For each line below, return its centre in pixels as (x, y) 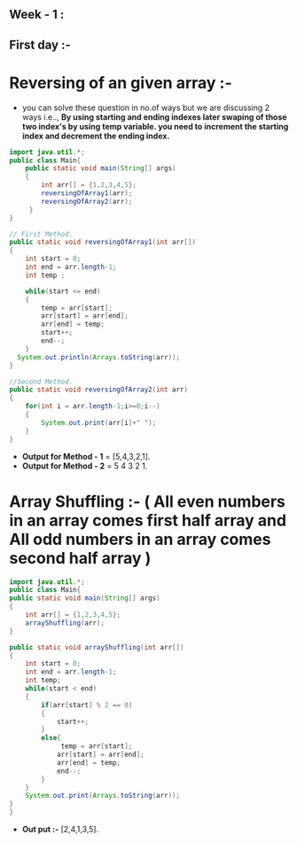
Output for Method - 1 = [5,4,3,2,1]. (86, 456)
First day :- (40, 45)
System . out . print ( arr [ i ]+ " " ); (99, 422)
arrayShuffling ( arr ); (65, 623)
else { (51, 738)
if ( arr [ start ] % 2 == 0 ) (87, 705)
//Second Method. (41, 382)
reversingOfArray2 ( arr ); (87, 201)
